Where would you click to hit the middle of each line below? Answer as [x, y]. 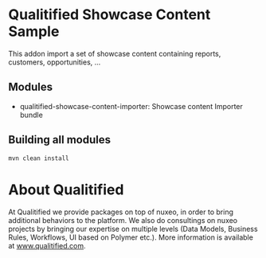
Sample [34, 31]
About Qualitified [66, 190]
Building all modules [60, 140]
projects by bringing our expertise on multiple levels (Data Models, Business [133, 229]
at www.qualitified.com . [47, 245]
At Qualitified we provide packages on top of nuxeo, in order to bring [121, 212]
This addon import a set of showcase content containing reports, [115, 53]
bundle [31, 115]
